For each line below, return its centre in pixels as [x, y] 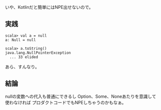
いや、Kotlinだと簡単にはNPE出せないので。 [49, 7]
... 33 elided [24, 57]
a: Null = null [21, 40]
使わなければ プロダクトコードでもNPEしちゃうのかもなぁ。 [66, 102]
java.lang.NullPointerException [38, 53]
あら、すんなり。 [22, 66]
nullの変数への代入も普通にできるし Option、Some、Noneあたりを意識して [81, 96]
